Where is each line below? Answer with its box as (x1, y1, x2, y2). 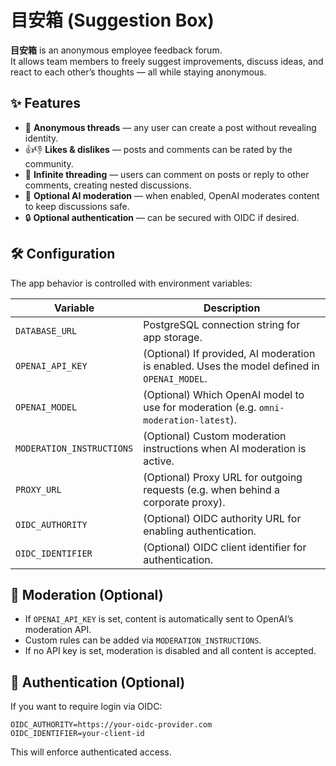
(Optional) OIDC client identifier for (143, 540, 307, 554)
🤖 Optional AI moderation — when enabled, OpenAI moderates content (24, 189, 320, 201)
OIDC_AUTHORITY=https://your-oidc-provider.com (10, 720, 213, 730)
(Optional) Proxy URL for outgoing (143, 470, 303, 484)
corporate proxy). (143, 495, 226, 509)
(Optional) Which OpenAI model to (143, 387, 305, 401)
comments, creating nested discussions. (24, 179, 192, 191)
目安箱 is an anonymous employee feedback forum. (10, 44, 223, 56)
